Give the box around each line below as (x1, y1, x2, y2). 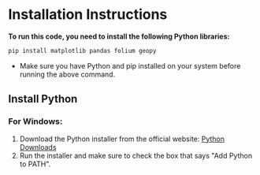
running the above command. (19, 69, 116, 79)
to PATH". (19, 159, 51, 169)
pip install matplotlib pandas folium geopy (8, 47, 157, 54)
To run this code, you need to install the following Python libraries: (8, 32, 230, 41)
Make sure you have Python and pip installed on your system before (19, 61, 241, 70)
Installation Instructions (8, 6, 168, 24)
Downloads (19, 142, 57, 151)
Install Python (8, 92, 78, 106)
